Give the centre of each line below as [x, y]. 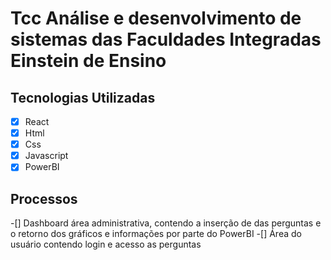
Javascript [46, 156]
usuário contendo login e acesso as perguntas [106, 244]
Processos [44, 198]
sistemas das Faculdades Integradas [166, 39]
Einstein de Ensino [88, 61]
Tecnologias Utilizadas [83, 97]
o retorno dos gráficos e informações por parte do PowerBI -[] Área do [156, 234]
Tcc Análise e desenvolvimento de [156, 18]
